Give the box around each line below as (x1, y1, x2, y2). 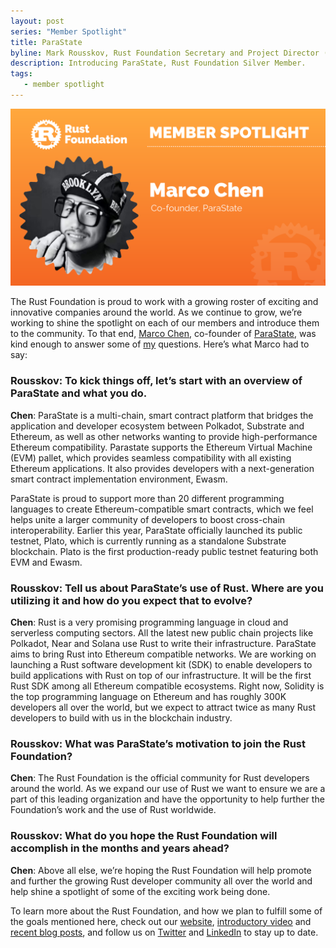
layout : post (10, 16, 65, 26)
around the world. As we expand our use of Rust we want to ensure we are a (10, 783, 326, 795)
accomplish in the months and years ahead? (10, 841, 230, 855)
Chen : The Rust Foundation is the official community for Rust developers (10, 772, 310, 784)
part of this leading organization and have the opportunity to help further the (10, 793, 325, 805)
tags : (10, 69, 33, 79)
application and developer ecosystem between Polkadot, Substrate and (10, 420, 305, 432)
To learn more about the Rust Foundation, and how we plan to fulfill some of (10, 905, 323, 917)
